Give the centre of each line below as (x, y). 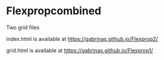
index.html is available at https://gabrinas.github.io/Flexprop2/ (82, 39)
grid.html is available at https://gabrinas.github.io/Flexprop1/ (80, 50)
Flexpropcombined (54, 11)
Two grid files (23, 27)
